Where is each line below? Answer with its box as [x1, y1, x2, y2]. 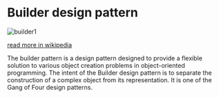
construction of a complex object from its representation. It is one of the [7, 75, 212, 84]
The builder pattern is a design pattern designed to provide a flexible [7, 53, 202, 62]
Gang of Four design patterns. [7, 83, 93, 91]
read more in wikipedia [7, 40, 73, 49]
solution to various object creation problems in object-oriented [7, 61, 185, 69]
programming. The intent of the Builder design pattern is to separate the [7, 69, 212, 77]
